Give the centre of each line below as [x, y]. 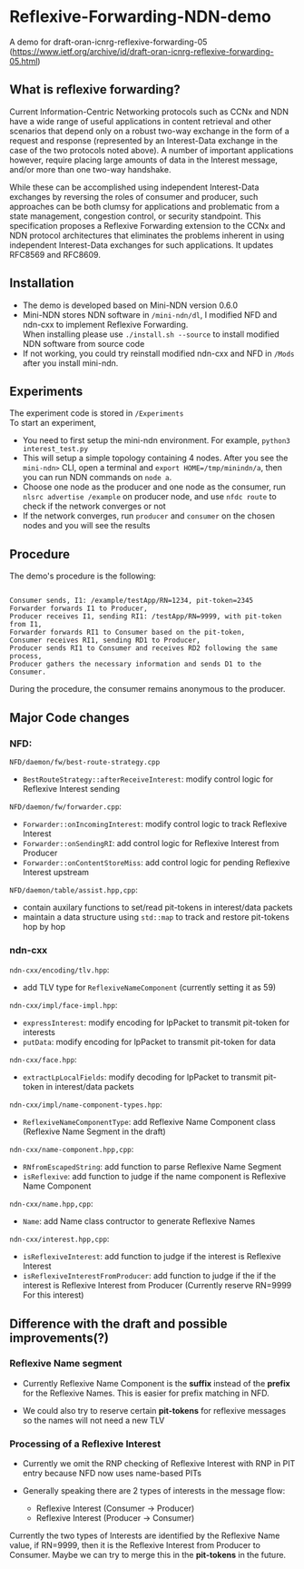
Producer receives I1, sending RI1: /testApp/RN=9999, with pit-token [146, 617]
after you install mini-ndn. [70, 363]
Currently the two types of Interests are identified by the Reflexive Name [145, 1535]
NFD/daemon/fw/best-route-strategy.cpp [85, 762]
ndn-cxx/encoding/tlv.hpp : [59, 970]
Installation [42, 283]
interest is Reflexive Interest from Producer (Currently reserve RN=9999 [157, 1286]
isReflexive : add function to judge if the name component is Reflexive [154, 1177]
